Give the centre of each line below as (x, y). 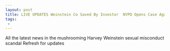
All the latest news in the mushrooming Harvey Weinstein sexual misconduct (85, 38)
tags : (11, 19)
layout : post (19, 10)
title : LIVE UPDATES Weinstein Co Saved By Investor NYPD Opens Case (81, 14)
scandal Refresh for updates (35, 43)
